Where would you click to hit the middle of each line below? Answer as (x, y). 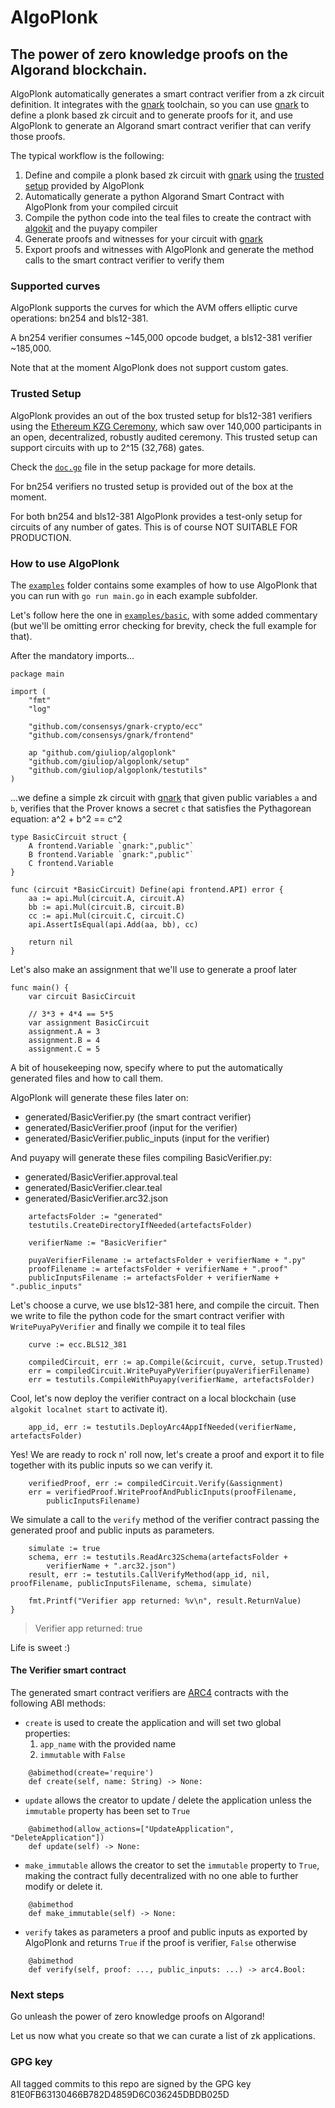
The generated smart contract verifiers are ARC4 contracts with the (149, 1693)
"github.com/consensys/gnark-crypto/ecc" (115, 726)
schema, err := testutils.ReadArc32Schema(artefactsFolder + (158, 1557)
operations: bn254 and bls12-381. (79, 318)
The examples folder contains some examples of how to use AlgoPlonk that (164, 585)
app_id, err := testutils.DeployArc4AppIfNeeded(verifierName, (163, 1427)
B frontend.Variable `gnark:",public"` (111, 854)
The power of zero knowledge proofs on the (149, 54)
